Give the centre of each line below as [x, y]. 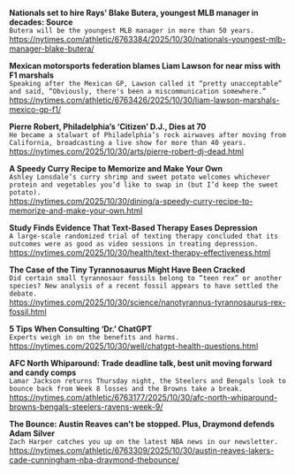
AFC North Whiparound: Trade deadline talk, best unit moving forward [140, 363]
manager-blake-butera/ [52, 49]
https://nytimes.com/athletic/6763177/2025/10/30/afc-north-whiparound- [144, 398]
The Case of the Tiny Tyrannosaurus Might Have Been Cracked [127, 270]
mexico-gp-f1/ [35, 109]
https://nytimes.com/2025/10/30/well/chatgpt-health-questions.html [134, 346]
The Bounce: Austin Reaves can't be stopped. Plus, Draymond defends [142, 424]
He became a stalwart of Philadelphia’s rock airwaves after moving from [148, 135]
